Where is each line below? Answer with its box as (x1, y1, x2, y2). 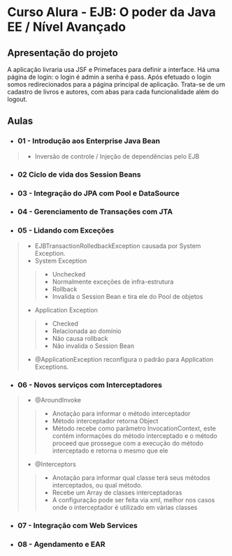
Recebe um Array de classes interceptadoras (52, 488, 182, 497)
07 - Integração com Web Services (17, 520, 138, 530)
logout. (7, 95, 28, 103)
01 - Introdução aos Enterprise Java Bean (17, 136, 161, 146)
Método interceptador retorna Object (52, 417, 159, 425)
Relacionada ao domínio (52, 326, 122, 335)
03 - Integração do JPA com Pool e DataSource (17, 188, 180, 198)
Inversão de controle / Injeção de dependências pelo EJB (34, 152, 200, 161)
